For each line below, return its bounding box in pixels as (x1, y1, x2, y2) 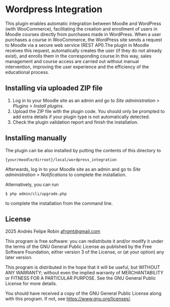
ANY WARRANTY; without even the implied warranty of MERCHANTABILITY (5, 270, 164, 276)
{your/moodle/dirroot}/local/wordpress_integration (5, 157, 117, 162)
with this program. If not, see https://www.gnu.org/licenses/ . (5, 296, 131, 302)
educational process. (5, 69, 49, 75)
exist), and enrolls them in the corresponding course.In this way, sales (5, 52, 152, 59)
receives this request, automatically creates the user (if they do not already (5, 47, 162, 53)
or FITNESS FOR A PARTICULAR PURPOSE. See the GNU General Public (5, 275, 156, 281)
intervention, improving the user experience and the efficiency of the (5, 64, 149, 70)
